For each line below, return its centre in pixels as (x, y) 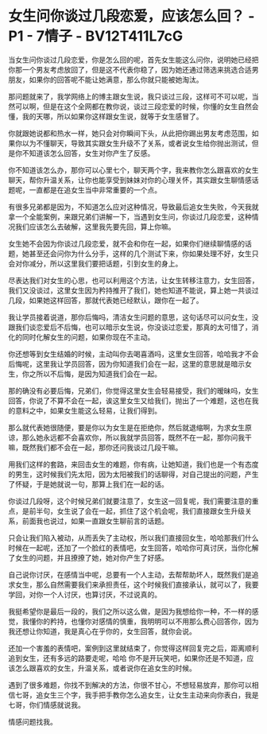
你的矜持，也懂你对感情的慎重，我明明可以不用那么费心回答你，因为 (147, 621)
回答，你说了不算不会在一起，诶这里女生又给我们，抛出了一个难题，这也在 (130, 400)
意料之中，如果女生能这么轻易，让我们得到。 (88, 410)
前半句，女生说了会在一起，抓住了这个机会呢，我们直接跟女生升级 (137, 511)
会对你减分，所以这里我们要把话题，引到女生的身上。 (95, 263)
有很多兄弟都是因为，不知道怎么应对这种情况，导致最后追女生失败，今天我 (130, 207)
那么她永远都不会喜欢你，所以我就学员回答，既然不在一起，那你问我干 (137, 437)
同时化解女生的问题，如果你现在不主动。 (88, 337)
